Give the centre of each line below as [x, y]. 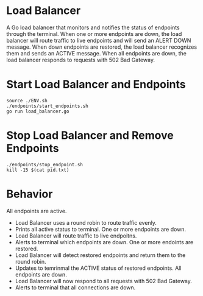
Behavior [30, 194]
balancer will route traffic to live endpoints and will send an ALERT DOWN [99, 40]
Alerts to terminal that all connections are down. [75, 287]
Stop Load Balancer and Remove [90, 136]
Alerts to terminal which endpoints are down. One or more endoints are [104, 242]
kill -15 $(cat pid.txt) [38, 170]
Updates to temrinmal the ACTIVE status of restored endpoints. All [98, 268]
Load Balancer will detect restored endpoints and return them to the [100, 255]
